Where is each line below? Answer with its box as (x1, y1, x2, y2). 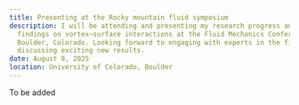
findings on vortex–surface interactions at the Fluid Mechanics (17, 29, 265, 38)
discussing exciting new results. (17, 46, 145, 55)
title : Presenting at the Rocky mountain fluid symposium (9, 12, 229, 22)
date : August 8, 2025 (9, 54, 90, 63)
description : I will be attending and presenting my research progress (9, 21, 280, 30)
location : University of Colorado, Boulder (9, 63, 174, 72)
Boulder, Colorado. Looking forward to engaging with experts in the (17, 37, 280, 47)
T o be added (9, 86, 56, 98)
